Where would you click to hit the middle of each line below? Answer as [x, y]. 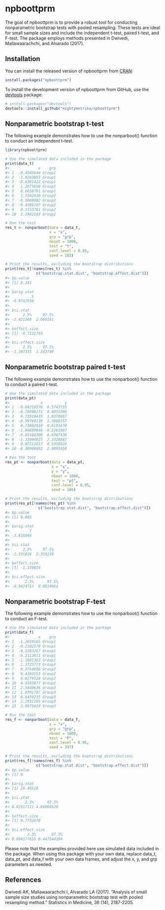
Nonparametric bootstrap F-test [55, 602]
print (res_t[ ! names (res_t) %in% [38, 269]
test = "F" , [61, 738]
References [23, 880]
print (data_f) [20, 632]
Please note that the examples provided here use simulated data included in [82, 848]
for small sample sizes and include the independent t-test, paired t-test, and [82, 33]
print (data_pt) [21, 398]
